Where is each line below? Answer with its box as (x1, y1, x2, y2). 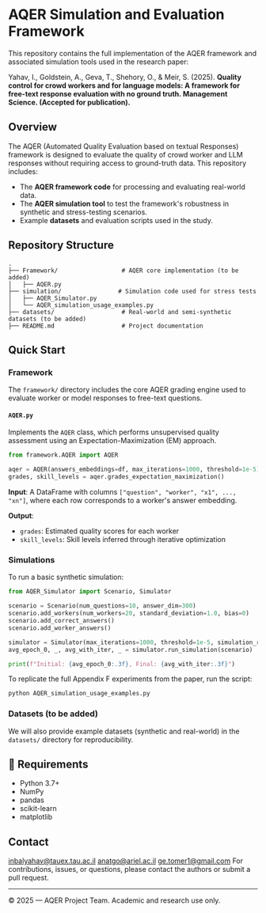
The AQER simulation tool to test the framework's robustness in (19, 199, 230, 208)
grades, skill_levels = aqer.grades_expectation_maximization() (8, 473, 225, 481)
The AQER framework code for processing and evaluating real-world (19, 182, 245, 191)
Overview (8, 120, 58, 134)
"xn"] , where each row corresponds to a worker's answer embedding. (8, 496, 237, 506)
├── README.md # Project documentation (8, 322, 203, 330)
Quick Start (8, 343, 66, 357)
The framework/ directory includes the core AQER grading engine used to (8, 385, 246, 395)
